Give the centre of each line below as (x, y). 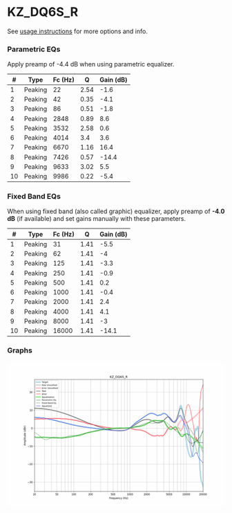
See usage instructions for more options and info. (78, 31)
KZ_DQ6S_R (43, 12)
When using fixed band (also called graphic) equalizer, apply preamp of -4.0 (116, 211)
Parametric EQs (34, 49)
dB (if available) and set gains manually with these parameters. (97, 219)
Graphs (20, 350)
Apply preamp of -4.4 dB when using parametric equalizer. (91, 64)
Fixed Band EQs (34, 196)
